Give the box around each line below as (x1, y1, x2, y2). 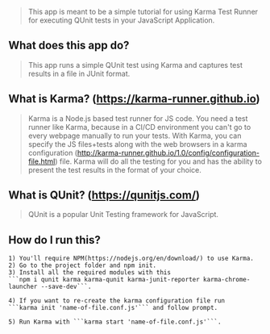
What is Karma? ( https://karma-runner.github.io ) (8, 92, 260, 106)
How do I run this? (8, 233, 101, 247)
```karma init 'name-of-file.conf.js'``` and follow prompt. (8, 304, 218, 312)
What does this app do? (8, 39, 130, 52)
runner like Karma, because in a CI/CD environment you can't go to (27, 122, 251, 132)
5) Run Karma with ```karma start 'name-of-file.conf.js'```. (8, 318, 222, 326)
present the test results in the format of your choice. (27, 165, 201, 174)
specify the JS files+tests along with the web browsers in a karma (27, 139, 247, 148)
